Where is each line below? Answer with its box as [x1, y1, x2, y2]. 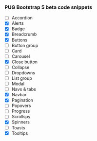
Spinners [11, 119, 30, 125]
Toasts [11, 124, 25, 130]
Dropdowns [11, 70, 35, 75]
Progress [11, 108, 30, 114]
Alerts [11, 20, 24, 26]
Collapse [11, 64, 30, 70]
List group [11, 75, 32, 81]
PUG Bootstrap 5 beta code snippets [4, 4, 93, 11]
